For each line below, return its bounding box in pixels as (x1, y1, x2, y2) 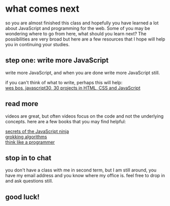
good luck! (5, 192, 40, 201)
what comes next (5, 3, 80, 15)
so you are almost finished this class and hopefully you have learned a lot (5, 20, 159, 26)
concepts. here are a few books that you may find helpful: (5, 118, 126, 124)
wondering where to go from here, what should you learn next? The (5, 30, 147, 37)
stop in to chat (5, 153, 52, 162)
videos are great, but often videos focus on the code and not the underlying (5, 113, 164, 119)
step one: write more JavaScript (5, 56, 109, 65)
